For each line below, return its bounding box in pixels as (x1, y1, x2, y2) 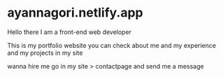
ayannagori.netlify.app (7, 5, 143, 21)
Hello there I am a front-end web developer (7, 28, 131, 36)
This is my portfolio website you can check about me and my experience (7, 41, 217, 49)
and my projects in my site (7, 49, 83, 57)
